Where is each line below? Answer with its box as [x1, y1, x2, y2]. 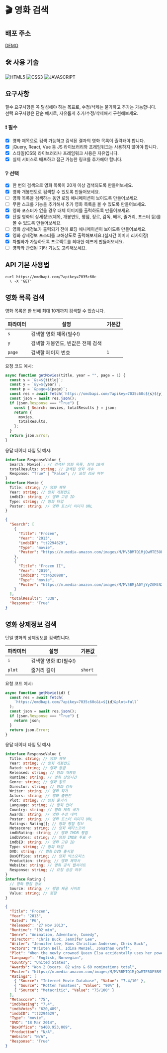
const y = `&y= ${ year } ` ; [9, 382, 61, 387]
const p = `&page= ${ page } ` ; [9, 387, 68, 392]
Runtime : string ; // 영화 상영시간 [9, 775, 77, 780]
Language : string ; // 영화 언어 [9, 803, 73, 808]
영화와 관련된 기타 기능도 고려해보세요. [12, 245, 87, 251]
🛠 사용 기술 [5, 58, 39, 67]
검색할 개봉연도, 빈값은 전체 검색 [30, 340, 102, 347]
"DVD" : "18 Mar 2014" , [9, 1020, 57, 1025]
